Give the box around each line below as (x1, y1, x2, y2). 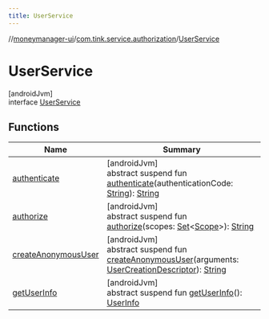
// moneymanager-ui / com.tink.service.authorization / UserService (8, 34, 220, 43)
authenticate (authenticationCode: (106, 178, 234, 189)
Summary (163, 144, 202, 155)
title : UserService (8, 11, 74, 20)
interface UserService (8, 97, 81, 107)
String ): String (106, 188, 160, 199)
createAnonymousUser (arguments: (106, 254, 239, 265)
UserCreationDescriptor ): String (106, 264, 227, 276)
